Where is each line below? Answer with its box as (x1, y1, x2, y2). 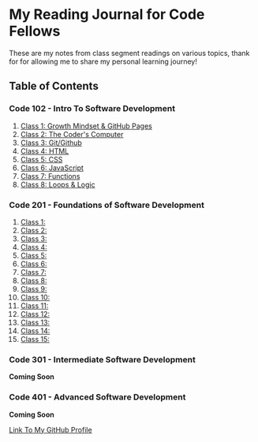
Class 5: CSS (20, 154, 63, 164)
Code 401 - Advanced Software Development (9, 392, 186, 403)
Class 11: (20, 301, 49, 310)
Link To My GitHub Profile (9, 425, 93, 434)
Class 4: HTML (20, 146, 69, 155)
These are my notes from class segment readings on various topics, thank (9, 48, 250, 58)
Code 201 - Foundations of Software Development (9, 199, 204, 210)
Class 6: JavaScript (20, 163, 84, 173)
